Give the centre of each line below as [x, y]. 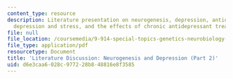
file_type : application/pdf [48, 45]
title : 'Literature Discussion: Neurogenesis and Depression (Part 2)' [113, 58]
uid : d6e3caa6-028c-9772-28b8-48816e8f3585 [71, 65]
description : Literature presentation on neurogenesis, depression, [108, 20]
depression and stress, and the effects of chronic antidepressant [113, 26]
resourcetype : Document [42, 52]
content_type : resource [42, 13]
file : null [23, 33]
